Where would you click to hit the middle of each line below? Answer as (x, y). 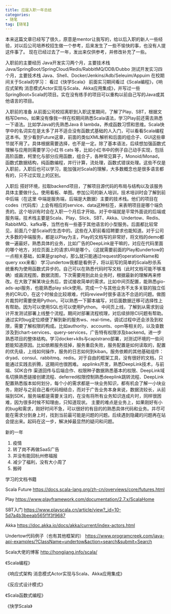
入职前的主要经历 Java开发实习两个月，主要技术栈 (58, 63)
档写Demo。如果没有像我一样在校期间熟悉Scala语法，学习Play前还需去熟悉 (84, 118)
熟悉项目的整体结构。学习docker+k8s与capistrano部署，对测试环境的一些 (82, 339)
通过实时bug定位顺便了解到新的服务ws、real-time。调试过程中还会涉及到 (82, 320)
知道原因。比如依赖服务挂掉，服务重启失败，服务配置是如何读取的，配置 (90, 345)
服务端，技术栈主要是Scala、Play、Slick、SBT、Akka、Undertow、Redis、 (84, 218)
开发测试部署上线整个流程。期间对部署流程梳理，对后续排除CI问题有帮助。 (88, 313)
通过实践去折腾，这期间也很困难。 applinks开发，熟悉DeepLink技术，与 (85, 364)
